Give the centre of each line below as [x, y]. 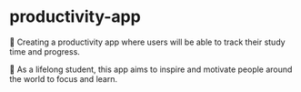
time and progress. [45, 51]
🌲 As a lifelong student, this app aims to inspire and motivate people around [151, 69]
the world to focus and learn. [64, 78]
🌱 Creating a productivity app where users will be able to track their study [147, 42]
